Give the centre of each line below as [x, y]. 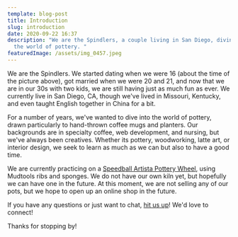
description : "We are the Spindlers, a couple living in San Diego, [110, 40]
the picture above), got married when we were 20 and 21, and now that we [116, 81]
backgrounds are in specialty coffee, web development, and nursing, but [113, 132]
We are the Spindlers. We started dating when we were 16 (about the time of [119, 73]
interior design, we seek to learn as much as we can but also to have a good [118, 147]
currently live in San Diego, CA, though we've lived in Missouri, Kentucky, [114, 96]
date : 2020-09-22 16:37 [42, 34]
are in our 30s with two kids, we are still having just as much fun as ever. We [119, 88]
